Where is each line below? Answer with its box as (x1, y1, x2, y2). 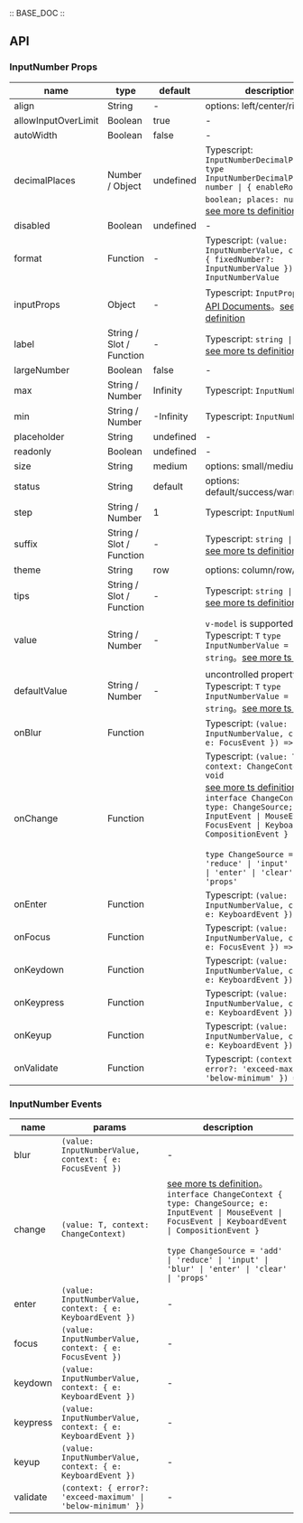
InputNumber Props (9, 61, 97, 73)
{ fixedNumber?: (205, 254, 275, 265)
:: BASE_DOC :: (9, 8, 66, 18)
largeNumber (14, 363, 70, 376)
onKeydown (14, 963, 65, 976)
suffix (14, 537, 38, 550)
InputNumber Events (9, 1098, 102, 1110)
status (14, 480, 41, 492)
